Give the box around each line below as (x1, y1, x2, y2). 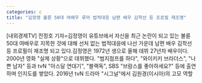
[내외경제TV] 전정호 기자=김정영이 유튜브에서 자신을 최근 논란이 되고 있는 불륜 (6, 32, 191, 39)
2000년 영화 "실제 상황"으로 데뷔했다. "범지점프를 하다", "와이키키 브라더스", (6, 55, 187, 62)
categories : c (6, 8, 42, 15)
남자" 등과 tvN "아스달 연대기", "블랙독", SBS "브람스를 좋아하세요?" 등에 (12, 62, 185, 70)
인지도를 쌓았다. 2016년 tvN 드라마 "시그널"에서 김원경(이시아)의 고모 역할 (17, 70, 193, 77)
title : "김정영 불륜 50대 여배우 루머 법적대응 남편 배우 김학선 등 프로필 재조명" (6, 15, 187, 21)
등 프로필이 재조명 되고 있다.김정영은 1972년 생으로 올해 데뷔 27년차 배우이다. (6, 47, 189, 55)
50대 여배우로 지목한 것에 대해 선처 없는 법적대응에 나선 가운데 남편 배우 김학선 (6, 39, 192, 47)
